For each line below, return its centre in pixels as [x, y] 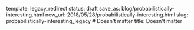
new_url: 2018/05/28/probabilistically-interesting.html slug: [117, 15]
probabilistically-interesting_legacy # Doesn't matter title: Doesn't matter [94, 21]
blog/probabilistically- [148, 9]
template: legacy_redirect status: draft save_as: [63, 9]
